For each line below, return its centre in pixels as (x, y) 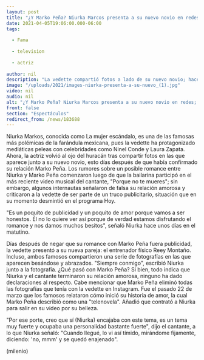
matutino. (18, 232)
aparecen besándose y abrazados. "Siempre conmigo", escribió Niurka (95, 263)
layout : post (23, 12)
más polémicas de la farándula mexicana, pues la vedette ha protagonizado (101, 143)
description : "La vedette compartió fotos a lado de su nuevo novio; (96, 80)
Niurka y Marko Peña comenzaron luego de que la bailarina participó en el (99, 175)
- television (28, 52)
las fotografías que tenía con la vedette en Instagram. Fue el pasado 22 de (99, 289)
